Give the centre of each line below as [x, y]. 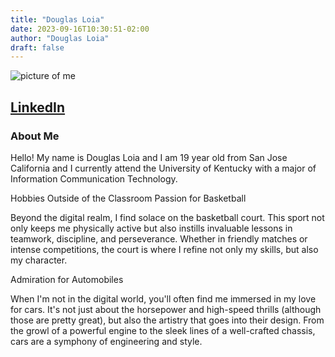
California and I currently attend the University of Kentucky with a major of [163, 168]
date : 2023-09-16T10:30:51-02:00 [80, 29]
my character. [39, 260]
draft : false [37, 47]
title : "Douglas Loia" [57, 19]
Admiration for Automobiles [67, 279]
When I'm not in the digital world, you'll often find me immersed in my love [163, 298]
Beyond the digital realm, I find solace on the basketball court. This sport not [167, 217]
